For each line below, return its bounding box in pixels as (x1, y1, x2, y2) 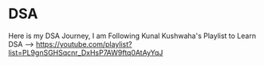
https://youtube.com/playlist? (35, 39, 132, 48)
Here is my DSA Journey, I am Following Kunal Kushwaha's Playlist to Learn (8, 31, 257, 40)
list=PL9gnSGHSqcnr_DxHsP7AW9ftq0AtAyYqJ (8, 48, 164, 57)
